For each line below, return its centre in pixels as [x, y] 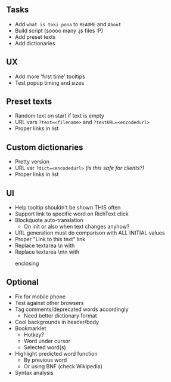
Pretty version [32, 162]
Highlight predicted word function [56, 353]
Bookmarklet [30, 328]
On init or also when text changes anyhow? [77, 227]
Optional [22, 282]
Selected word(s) [45, 347]
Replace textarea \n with [45, 246]
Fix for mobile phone [40, 296]
